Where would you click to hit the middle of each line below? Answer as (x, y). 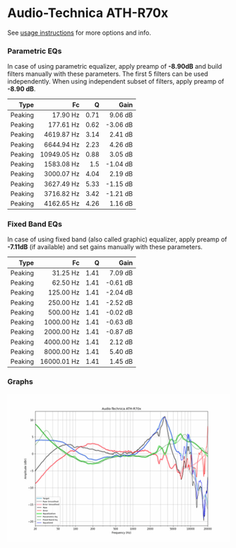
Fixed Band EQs (35, 224)
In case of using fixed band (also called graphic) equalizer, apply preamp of (117, 239)
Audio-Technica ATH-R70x (88, 13)
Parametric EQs (35, 51)
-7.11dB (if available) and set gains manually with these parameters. (105, 247)
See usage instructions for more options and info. (79, 33)
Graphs (20, 382)
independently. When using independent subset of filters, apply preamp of (116, 81)
